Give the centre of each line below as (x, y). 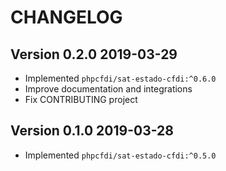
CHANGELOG (66, 17)
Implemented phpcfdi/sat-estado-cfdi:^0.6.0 (120, 78)
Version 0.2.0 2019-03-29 (94, 54)
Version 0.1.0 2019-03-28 (92, 131)
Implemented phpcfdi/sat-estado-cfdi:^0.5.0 (120, 155)
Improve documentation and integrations (108, 89)
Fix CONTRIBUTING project (81, 99)
